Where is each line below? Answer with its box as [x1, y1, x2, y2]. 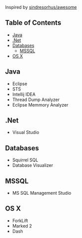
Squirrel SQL [12, 157, 39, 163]
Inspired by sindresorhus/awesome [5, 4, 77, 10]
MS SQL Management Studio [12, 190, 72, 196]
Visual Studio [12, 129, 40, 135]
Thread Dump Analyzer [12, 97, 60, 103]
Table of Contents [5, 18, 62, 27]
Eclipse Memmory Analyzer [12, 102, 69, 108]
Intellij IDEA [12, 91, 36, 97]
